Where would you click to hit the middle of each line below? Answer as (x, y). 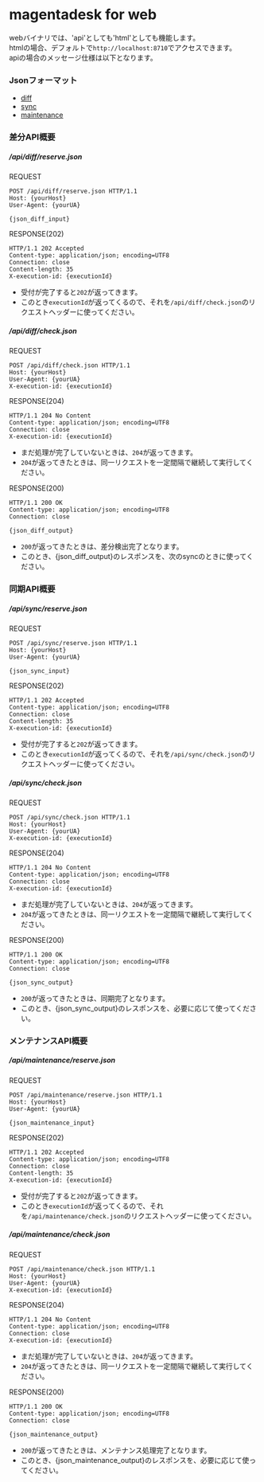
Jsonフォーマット (43, 80)
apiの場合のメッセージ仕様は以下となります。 (83, 57)
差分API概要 (32, 137)
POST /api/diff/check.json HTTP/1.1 (70, 366)
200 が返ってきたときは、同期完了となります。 (95, 998)
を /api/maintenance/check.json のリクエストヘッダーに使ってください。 (138, 1215)
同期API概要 (32, 589)
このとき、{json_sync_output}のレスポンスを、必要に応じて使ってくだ (135, 1008)
